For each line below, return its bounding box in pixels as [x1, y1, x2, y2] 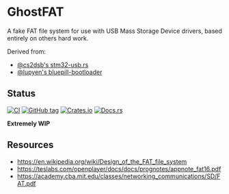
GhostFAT [7, 4, 64, 20]
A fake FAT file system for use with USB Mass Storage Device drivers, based [7, 27, 222, 35]
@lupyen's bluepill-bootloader [16, 68, 103, 76]
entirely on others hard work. [7, 34, 89, 42]
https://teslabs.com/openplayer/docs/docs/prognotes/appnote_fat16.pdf [16, 165, 221, 173]
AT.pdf [16, 179, 36, 187]
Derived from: [7, 47, 46, 56]
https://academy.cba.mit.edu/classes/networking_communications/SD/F [16, 172, 221, 180]
